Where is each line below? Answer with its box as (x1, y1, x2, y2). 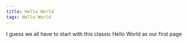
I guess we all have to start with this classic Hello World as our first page (6, 30, 182, 37)
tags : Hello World (6, 14, 51, 20)
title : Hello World (6, 8, 54, 15)
